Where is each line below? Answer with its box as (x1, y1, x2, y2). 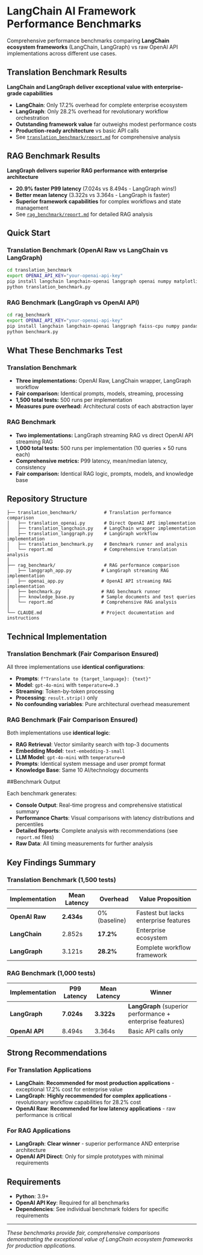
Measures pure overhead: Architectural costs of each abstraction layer (15, 402, 193, 410)
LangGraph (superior (128, 1002, 189, 1010)
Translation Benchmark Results (7, 67, 127, 78)
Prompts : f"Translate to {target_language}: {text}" (15, 675, 151, 682)
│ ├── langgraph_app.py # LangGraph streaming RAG (7, 568, 169, 574)
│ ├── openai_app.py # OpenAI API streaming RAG (7, 578, 172, 584)
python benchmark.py (7, 328, 59, 335)
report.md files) (15, 833, 54, 841)
